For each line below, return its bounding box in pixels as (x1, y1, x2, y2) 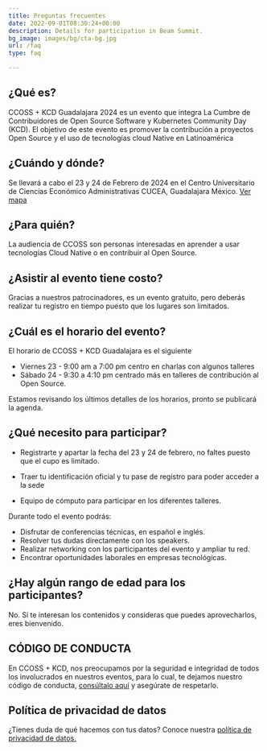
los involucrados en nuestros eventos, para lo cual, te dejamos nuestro (8, 671, 243, 681)
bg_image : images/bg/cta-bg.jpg (8, 34, 117, 43)
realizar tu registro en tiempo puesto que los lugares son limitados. (8, 301, 229, 311)
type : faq (8, 49, 42, 57)
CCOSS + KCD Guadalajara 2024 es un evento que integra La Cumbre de (8, 107, 251, 117)
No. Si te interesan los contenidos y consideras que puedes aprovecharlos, (8, 609, 257, 620)
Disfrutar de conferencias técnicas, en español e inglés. (19, 526, 205, 536)
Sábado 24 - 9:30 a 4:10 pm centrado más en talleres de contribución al (19, 370, 259, 380)
